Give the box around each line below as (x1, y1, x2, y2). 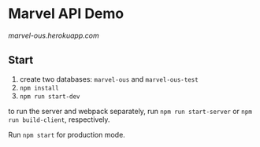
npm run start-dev (19, 92, 80, 101)
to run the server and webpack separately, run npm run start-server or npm (8, 106, 252, 116)
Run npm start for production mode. (8, 130, 126, 139)
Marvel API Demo (8, 5, 124, 23)
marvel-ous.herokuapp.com (8, 31, 100, 40)
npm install (19, 84, 59, 92)
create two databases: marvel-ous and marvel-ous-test (19, 74, 199, 83)
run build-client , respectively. (8, 115, 110, 124)
